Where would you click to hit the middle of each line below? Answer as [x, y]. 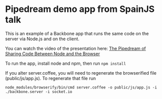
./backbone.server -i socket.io [39, 92]
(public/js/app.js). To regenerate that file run [51, 78]
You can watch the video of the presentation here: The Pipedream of [76, 48]
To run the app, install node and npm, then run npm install [66, 63]
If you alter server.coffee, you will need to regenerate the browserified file [81, 73]
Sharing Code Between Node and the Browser [53, 54]
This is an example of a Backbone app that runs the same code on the [77, 33]
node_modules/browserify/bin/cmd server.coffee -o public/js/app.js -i [81, 87]
